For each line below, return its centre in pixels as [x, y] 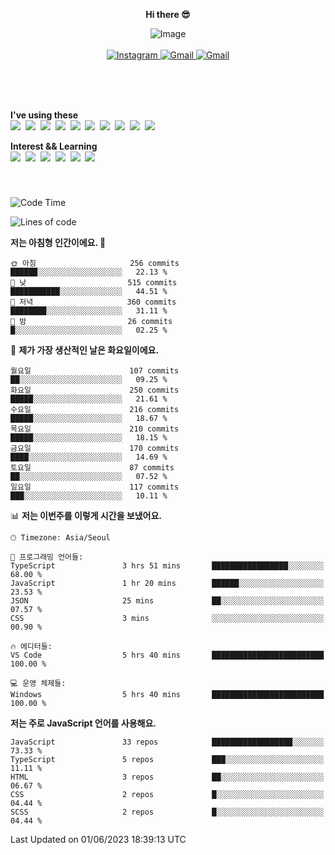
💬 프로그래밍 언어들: [47, 557]
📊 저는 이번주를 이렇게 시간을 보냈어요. [86, 515]
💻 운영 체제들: [38, 683]
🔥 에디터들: [31, 646]
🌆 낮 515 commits [94, 282]
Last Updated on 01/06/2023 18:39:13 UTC [98, 839]
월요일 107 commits [95, 370]
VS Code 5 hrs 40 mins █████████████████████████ [167, 655]
